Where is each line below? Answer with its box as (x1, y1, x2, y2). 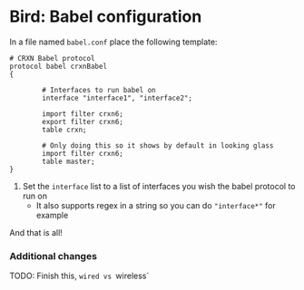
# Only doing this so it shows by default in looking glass (42, 140, 274, 150)
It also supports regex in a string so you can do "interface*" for (35, 199, 277, 210)
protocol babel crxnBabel (9, 62, 107, 71)
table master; (42, 157, 95, 166)
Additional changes (9, 249, 98, 262)
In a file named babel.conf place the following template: (9, 36, 218, 47)
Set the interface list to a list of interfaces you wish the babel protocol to (22, 180, 296, 191)
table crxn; (42, 125, 88, 134)
